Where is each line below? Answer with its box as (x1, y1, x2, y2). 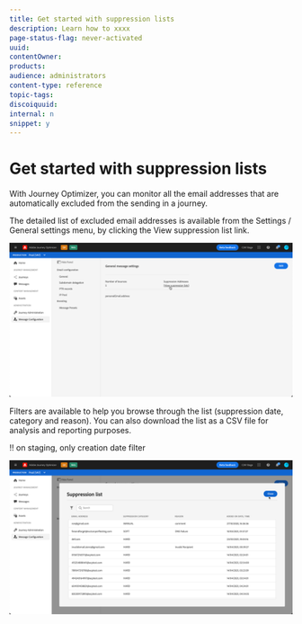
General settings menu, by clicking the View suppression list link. (9, 225, 250, 236)
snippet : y (9, 119, 50, 128)
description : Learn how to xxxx (9, 23, 130, 33)
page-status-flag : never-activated (9, 33, 143, 42)
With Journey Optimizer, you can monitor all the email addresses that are (9, 189, 280, 200)
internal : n (9, 109, 54, 119)
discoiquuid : (9, 100, 58, 109)
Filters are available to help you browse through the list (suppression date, (9, 406, 284, 416)
